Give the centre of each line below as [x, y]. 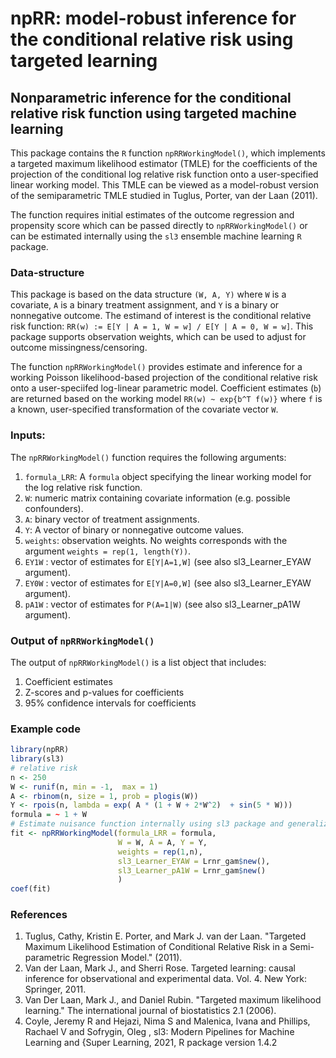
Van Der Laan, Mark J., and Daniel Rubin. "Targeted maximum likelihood [173, 1000]
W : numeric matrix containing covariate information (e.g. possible [157, 498]
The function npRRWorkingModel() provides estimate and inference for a [156, 367]
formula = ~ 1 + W [48, 815]
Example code [45, 729]
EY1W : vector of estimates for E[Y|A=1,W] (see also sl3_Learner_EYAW [168, 561]
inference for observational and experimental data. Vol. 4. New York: [166, 979]
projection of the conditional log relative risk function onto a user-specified [164, 174]
